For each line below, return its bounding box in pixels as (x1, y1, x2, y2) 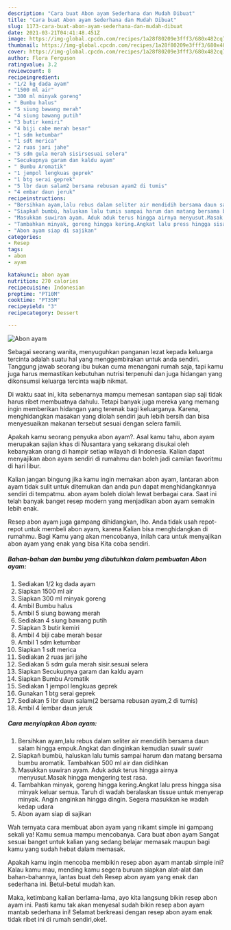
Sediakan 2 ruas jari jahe (17, 653, 88, 661)
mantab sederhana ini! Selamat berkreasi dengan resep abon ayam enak (8, 907, 212, 916)
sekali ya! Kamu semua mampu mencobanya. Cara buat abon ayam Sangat (8, 830, 219, 838)
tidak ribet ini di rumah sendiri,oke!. (8, 915, 108, 923)
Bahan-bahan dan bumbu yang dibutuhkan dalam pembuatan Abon (8, 555, 207, 563)
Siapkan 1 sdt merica (17, 645, 77, 653)
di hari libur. (8, 461, 41, 470)
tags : (8, 246, 23, 253)
